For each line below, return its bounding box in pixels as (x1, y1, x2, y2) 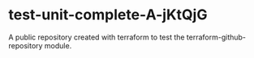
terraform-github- (186, 32, 246, 42)
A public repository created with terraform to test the (8, 32, 185, 42)
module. (44, 40, 72, 50)
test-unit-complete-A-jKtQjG (8, 6, 208, 24)
